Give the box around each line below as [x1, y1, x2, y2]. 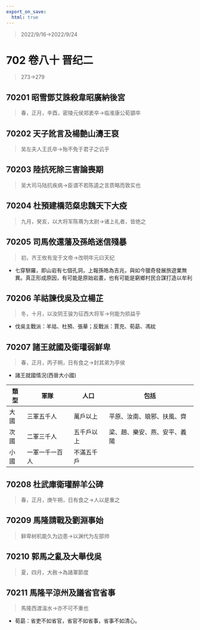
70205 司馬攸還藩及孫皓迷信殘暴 [6, 237, 127, 247]
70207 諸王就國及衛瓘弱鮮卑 [6, 342, 111, 352]
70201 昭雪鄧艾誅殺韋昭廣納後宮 [6, 92, 126, 102]
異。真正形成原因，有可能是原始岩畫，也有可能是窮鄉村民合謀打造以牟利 [14, 274, 192, 281]
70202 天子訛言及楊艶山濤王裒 [6, 128, 119, 139]
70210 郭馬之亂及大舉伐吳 [6, 552, 102, 562]
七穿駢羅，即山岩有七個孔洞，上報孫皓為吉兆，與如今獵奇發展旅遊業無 [14, 266, 187, 273]
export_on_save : [6, 8, 46, 15]
